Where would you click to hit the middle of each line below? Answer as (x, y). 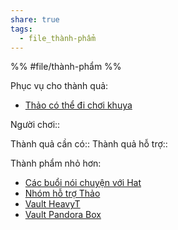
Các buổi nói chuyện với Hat (83, 183)
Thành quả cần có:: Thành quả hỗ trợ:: (89, 144)
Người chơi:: (35, 125)
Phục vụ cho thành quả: (59, 86)
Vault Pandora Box (63, 215)
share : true (35, 19)
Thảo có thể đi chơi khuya (78, 105)
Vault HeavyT (52, 204)
